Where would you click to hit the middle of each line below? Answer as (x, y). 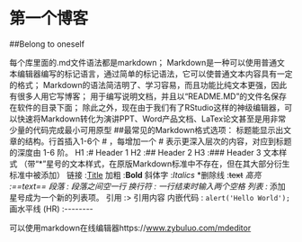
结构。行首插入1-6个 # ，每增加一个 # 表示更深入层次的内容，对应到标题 (158, 141)
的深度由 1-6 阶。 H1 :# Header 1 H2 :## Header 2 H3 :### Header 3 (135, 152)
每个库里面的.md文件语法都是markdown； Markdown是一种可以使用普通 (143, 62)
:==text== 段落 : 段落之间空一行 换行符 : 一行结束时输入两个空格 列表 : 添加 (147, 186)
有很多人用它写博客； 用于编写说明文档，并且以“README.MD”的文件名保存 (148, 96)
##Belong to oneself (47, 44)
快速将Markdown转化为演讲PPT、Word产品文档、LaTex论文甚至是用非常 (151, 119)
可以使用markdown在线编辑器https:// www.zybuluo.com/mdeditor (130, 228)
